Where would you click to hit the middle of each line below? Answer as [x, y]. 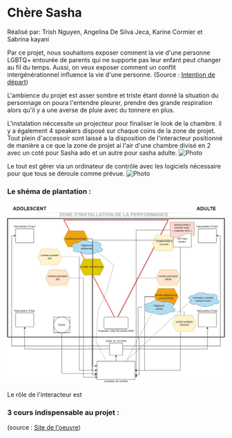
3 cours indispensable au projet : [63, 412]
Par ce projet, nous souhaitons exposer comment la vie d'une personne [109, 53]
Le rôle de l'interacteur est [45, 394]
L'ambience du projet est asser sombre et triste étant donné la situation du [113, 95]
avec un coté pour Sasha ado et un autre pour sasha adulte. [92, 153]
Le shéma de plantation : [49, 191]
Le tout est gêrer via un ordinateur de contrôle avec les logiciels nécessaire [114, 166]
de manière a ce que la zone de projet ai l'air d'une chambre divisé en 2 [109, 145]
